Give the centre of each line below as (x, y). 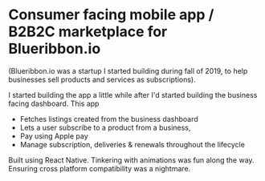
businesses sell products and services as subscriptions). (102, 79)
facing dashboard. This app (54, 103)
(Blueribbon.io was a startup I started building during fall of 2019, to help (128, 70)
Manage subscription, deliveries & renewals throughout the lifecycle (132, 144)
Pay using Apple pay (54, 136)
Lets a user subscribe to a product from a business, (105, 127)
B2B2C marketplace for (88, 32)
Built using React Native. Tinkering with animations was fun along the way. (131, 160)
